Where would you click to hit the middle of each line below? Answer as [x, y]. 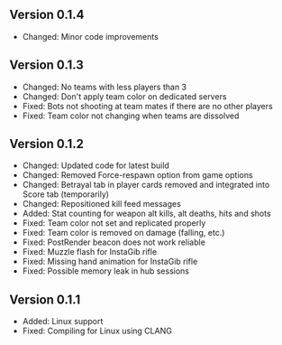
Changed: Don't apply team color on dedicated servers [124, 96]
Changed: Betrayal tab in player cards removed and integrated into [146, 185]
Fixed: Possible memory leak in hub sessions [105, 271]
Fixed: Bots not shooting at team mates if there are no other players [147, 106]
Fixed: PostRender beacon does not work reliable [114, 242]
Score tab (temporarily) [66, 194]
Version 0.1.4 [47, 15]
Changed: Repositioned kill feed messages [102, 204]
